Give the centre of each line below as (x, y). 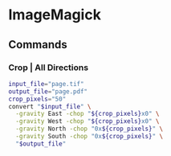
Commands (38, 45)
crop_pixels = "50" (37, 99)
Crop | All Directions (49, 68)
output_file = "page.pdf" (48, 91)
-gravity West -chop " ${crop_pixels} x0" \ (88, 121)
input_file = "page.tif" (46, 84)
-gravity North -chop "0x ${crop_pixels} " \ (89, 129)
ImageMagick (55, 15)
